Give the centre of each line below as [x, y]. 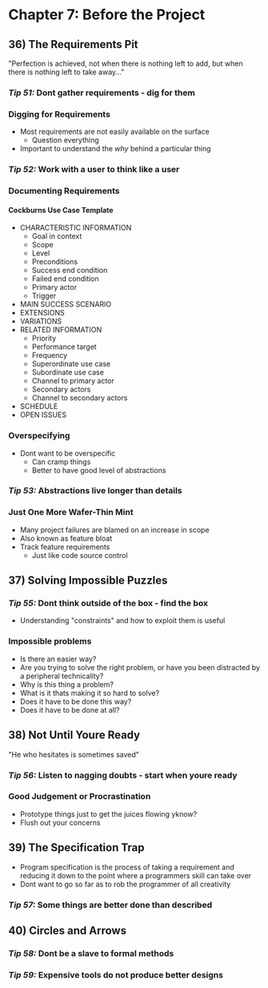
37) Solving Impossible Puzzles [88, 581]
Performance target [64, 347]
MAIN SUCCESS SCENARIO [66, 304]
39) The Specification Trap [77, 847]
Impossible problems [50, 641]
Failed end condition [66, 279]
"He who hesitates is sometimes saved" [74, 754]
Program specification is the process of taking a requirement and [127, 867]
